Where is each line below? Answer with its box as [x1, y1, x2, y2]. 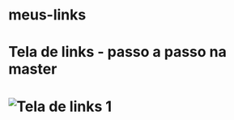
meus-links [8, 6, 87, 24]
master [8, 60, 57, 79]
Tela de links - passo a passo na [8, 43, 227, 62]
